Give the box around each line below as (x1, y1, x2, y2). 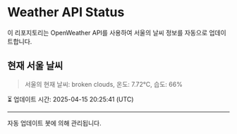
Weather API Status (7, 4, 125, 20)
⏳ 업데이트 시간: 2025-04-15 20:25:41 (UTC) (7, 95, 134, 103)
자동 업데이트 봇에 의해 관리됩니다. (7, 118, 102, 127)
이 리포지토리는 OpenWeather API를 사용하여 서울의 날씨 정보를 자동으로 (7, 28, 208, 37)
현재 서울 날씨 (7, 60, 63, 72)
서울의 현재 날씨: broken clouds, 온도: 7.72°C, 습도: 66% (24, 80, 183, 88)
